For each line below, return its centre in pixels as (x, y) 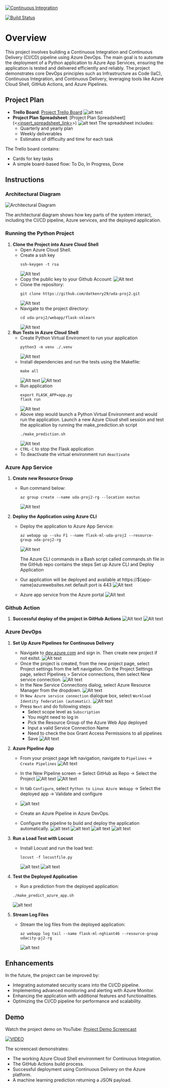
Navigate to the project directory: (54, 308)
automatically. (35, 828)
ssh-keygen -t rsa (39, 264)
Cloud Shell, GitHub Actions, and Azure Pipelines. (57, 84)
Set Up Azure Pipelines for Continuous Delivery (63, 643)
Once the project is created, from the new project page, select (85, 663)
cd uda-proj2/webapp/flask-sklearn (57, 318)
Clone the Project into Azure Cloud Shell (55, 244)
